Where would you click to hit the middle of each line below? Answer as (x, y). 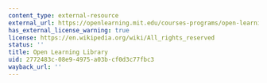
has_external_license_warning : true (69, 30)
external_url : (32, 23)
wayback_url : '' (35, 67)
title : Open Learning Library (58, 52)
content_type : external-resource (64, 15)
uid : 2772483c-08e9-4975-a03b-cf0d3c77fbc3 (81, 60)
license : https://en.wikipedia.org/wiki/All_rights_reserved (112, 38)
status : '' (26, 45)
